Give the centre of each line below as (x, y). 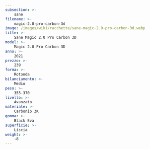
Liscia (21, 130)
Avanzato (23, 102)
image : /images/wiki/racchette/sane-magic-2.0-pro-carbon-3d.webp (75, 28)
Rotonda (22, 74)
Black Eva (24, 120)
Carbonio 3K (26, 112)
